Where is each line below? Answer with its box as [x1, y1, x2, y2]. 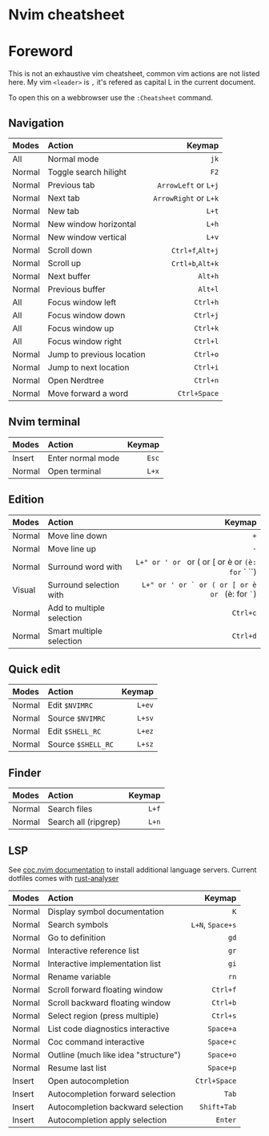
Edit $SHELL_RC [47, 726, 102, 737]
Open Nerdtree [47, 374, 104, 386]
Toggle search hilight [47, 166, 126, 177]
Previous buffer [47, 283, 106, 294]
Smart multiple [47, 625, 102, 637]
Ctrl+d [231, 631, 257, 641]
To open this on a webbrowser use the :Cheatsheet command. [8, 93, 214, 103]
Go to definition [47, 932, 106, 943]
